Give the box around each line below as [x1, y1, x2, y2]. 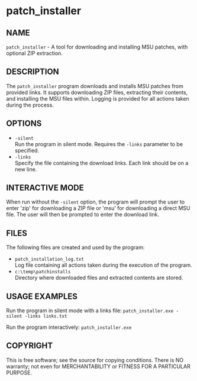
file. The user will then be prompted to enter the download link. [6, 211, 160, 218]
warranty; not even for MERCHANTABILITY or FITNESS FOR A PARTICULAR [6, 363, 190, 370]
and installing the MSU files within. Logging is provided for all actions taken [6, 95, 189, 102]
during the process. [6, 101, 54, 108]
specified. [14, 147, 40, 154]
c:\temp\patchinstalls [14, 269, 71, 275]
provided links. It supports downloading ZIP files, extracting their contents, [6, 89, 188, 96]
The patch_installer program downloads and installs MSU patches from [6, 82, 183, 89]
